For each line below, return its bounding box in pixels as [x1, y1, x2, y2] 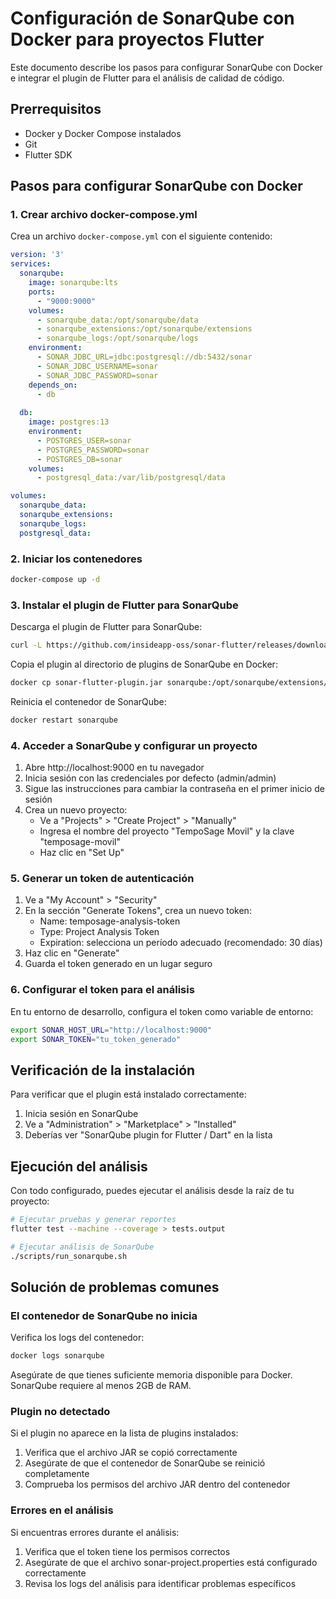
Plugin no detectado [10, 1405, 111, 1419]
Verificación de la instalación [10, 1062, 196, 1079]
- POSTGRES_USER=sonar [36, 435, 132, 446]
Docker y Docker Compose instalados [24, 127, 182, 139]
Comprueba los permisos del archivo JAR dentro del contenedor [24, 1478, 291, 1491]
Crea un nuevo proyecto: [24, 804, 128, 816]
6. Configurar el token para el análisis [10, 983, 195, 997]
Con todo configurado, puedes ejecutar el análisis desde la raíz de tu [10, 1185, 295, 1197]
